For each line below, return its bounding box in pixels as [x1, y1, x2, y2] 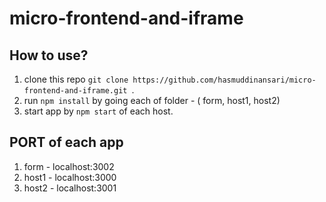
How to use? [9, 47, 89, 64]
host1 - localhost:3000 [23, 171, 117, 183]
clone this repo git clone [23, 73, 129, 85]
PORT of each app [9, 134, 124, 151]
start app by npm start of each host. [23, 105, 174, 117]
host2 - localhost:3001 [23, 182, 117, 194]
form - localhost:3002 [23, 160, 115, 172]
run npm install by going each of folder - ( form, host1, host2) [23, 95, 281, 106]
